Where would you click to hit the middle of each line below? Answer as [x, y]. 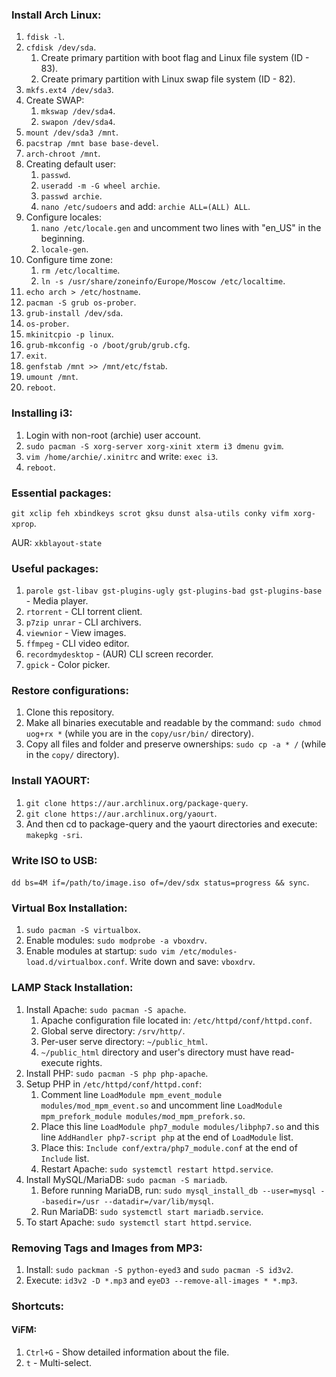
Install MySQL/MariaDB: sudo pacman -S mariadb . [126, 1179]
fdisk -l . [45, 37]
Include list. [65, 1158]
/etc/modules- [208, 952]
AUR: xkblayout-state [57, 542]
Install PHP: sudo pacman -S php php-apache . [117, 1073]
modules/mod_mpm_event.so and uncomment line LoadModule [161, 1105]
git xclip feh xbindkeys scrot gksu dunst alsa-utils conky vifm [150, 513]
